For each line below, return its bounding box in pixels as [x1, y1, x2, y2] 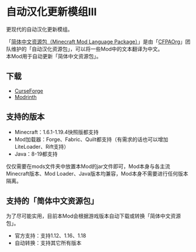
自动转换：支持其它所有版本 [14, 240, 82, 247]
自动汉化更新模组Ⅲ [6, 5, 97, 19]
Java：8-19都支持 [14, 150, 58, 157]
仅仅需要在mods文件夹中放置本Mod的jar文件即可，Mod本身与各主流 [6, 163, 171, 170]
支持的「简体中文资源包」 [6, 196, 98, 206]
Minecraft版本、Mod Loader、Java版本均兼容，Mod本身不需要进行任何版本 [6, 170, 188, 177]
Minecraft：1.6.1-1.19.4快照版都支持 [14, 128, 99, 135]
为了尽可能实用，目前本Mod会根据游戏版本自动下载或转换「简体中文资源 [6, 212, 181, 219]
